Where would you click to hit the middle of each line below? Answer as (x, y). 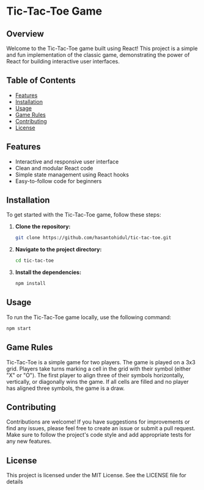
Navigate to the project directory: (58, 250)
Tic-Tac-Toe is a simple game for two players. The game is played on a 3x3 (101, 362)
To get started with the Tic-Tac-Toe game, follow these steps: (84, 215)
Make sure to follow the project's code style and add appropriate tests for (99, 435)
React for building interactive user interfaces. (63, 61)
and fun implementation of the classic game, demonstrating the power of (98, 55)
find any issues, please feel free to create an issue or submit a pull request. (101, 428)
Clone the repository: (43, 226)
